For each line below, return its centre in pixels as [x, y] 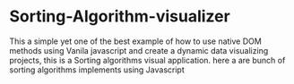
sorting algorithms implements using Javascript [97, 70]
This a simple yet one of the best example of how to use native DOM [135, 41]
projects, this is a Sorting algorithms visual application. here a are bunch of [147, 60]
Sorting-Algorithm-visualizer [120, 17]
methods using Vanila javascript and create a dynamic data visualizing [139, 50]
